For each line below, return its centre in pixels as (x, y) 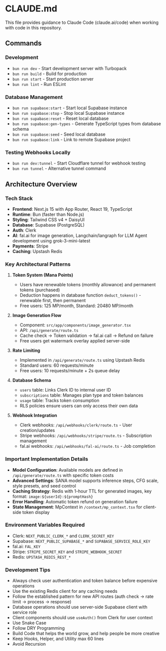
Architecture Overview (41, 184)
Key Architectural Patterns (38, 264)
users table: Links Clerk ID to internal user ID (65, 390)
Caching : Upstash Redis (37, 251)
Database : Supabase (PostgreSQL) (48, 225)
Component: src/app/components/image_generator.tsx (75, 325)
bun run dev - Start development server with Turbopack (69, 68)
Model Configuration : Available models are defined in (68, 470)
